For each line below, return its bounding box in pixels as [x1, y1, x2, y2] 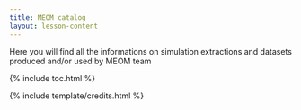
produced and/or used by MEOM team [9, 55, 152, 66]
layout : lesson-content [9, 21, 99, 30]
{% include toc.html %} [9, 72, 96, 83]
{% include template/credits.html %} [9, 90, 145, 101]
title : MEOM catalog [9, 13, 87, 22]
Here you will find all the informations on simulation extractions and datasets [9, 46, 292, 56]
